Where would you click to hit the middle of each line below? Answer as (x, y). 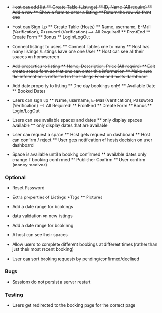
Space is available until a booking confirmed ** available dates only (79, 154)
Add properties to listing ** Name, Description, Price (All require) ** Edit (84, 66)
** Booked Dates (29, 91)
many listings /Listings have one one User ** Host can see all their (78, 51)
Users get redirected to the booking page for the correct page (74, 305)
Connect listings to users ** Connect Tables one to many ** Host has (81, 46)
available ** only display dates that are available (60, 125)
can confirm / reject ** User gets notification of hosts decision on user (82, 140)
